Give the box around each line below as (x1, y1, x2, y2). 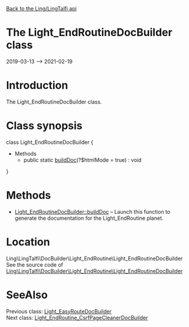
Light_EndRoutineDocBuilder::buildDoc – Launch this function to (14, 208, 171, 215)
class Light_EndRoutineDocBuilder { (6, 139, 93, 146)
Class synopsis (6, 119, 83, 133)
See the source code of (6, 261, 64, 268)
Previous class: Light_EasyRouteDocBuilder (6, 307, 112, 315)
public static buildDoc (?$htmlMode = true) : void (23, 156, 142, 163)
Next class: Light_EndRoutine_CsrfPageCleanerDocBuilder (6, 314, 148, 321)
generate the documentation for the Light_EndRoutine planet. (14, 214, 164, 222)
